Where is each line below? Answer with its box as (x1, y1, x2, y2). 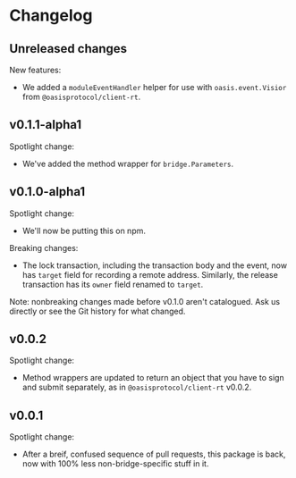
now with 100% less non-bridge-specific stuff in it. (21, 458, 209, 469)
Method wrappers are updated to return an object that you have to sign (21, 373, 284, 383)
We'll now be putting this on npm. (21, 225, 146, 236)
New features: (9, 64, 62, 75)
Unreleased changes (9, 41, 128, 56)
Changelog (9, 5, 93, 26)
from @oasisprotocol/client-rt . (21, 91, 141, 102)
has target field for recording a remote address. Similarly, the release (21, 269, 279, 280)
